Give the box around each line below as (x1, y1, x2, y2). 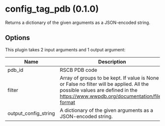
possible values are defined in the (59, 86, 137, 93)
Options (5, 34, 30, 42)
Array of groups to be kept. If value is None (59, 74, 159, 81)
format (59, 99, 75, 105)
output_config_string (7, 110, 55, 117)
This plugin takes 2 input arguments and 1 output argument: (5, 46, 126, 52)
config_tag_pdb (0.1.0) (5, 3, 99, 15)
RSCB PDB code (59, 66, 97, 73)
